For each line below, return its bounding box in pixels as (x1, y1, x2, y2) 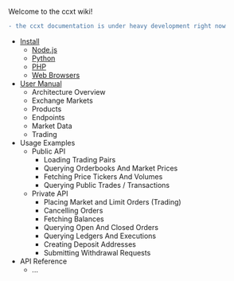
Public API (31, 146, 66, 156)
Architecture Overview (31, 87, 106, 96)
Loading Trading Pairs (43, 154, 116, 164)
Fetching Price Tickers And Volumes (43, 171, 163, 181)
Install (19, 36, 40, 46)
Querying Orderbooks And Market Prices (43, 163, 178, 173)
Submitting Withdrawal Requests (43, 248, 151, 257)
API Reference (19, 256, 68, 266)
